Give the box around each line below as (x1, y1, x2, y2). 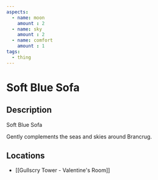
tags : (6, 49, 20, 55)
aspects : (6, 9, 29, 15)
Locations (6, 151, 45, 161)
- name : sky (12, 26, 43, 32)
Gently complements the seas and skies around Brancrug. (6, 132, 153, 140)
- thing (12, 54, 32, 60)
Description (6, 105, 52, 115)
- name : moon (12, 15, 45, 21)
